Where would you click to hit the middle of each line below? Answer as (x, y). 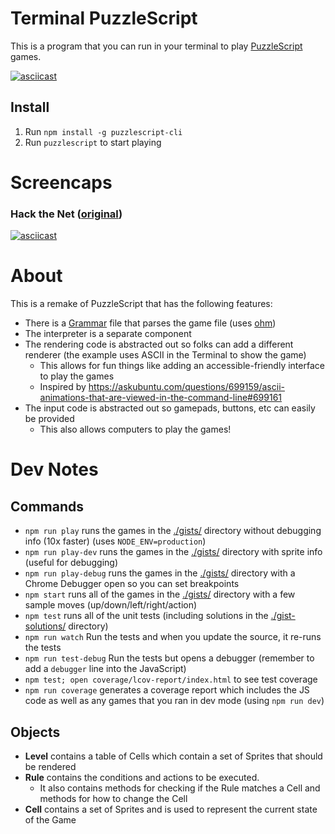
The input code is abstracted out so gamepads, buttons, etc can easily (170, 408)
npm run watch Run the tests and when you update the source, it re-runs (173, 637)
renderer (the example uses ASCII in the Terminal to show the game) (165, 355)
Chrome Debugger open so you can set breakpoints (132, 584)
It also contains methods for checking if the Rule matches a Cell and (180, 788)
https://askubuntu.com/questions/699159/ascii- (186, 387)
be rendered (50, 766)
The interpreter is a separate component (108, 334)
